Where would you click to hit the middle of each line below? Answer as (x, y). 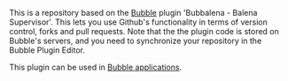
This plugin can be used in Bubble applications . (96, 67)
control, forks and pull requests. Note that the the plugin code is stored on (144, 31)
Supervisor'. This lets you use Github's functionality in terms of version (138, 22)
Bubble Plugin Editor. (47, 50)
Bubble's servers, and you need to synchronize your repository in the (136, 40)
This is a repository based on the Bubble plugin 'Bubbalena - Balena (133, 13)
